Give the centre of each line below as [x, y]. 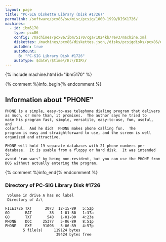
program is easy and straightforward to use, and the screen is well [78, 133]
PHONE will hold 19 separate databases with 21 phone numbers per [75, 146]
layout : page [19, 10]
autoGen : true [28, 47]
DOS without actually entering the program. [52, 163]
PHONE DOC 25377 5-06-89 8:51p [49, 222]
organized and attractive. [33, 137]
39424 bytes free [74, 235]
